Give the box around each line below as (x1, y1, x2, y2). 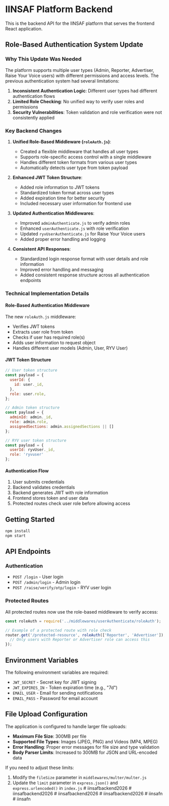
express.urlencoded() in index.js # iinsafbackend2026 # (12, 785, 132, 791)
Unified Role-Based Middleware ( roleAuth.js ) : (12, 138, 111, 145)
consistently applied (12, 114, 54, 120)
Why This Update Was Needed (5, 56, 82, 63)
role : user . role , (10, 391, 46, 396)
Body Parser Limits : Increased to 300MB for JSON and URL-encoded (12, 749, 157, 755)
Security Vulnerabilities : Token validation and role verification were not (12, 109, 162, 115)
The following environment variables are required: (5, 669, 109, 675)
